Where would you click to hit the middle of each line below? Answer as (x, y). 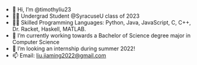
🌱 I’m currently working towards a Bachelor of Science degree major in (101, 36)
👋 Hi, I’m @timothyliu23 (42, 10)
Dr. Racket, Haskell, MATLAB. (49, 29)
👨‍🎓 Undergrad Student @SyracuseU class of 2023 (76, 16)
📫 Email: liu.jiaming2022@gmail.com (59, 55)
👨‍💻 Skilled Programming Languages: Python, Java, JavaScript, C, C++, (102, 22)
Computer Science (36, 42)
